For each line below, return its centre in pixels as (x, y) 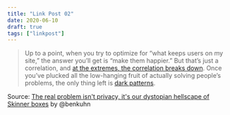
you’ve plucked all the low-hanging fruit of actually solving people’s (122, 76)
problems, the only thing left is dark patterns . (90, 83)
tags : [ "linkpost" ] (36, 33)
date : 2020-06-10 (33, 20)
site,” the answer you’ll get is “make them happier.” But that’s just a (121, 61)
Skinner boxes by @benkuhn (49, 104)
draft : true (25, 27)
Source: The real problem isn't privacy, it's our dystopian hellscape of (108, 97)
